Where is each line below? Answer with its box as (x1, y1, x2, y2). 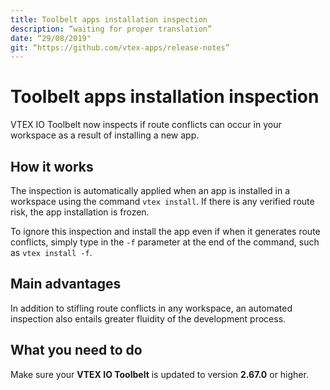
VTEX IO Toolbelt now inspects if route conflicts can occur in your (10, 119, 282, 131)
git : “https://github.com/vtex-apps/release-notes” (10, 42, 230, 53)
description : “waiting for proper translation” (10, 24, 213, 34)
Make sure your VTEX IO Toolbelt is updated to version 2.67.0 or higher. (10, 368, 309, 380)
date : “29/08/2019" (10, 33, 92, 43)
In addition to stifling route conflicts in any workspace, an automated (10, 302, 293, 314)
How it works (10, 158, 94, 175)
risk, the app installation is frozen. (10, 206, 150, 218)
